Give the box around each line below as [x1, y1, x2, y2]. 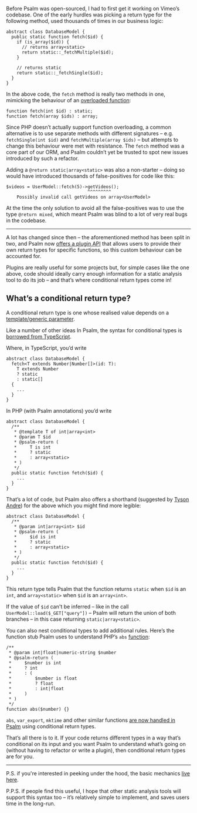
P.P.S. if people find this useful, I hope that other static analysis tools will [6, 787, 181, 794]
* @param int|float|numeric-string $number [8, 650, 117, 655]
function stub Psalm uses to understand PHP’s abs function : [6, 633, 151, 640]
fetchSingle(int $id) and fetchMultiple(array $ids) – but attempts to [6, 136, 179, 143]
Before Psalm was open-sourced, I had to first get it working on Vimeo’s [6, 5, 180, 12]
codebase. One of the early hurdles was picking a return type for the [6, 11, 172, 18]
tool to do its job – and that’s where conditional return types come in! [6, 276, 172, 283]
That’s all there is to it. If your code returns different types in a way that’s [6, 734, 181, 741]
